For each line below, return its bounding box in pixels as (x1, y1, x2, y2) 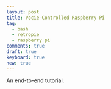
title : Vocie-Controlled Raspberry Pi (6, 15, 105, 21)
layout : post (6, 9, 40, 15)
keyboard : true (6, 54, 45, 60)
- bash (12, 26, 29, 32)
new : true (6, 60, 32, 66)
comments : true (6, 43, 45, 49)
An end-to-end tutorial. (6, 77, 65, 84)
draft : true (6, 49, 37, 55)
